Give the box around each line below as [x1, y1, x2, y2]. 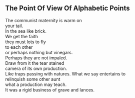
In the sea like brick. [5, 28, 46, 34]
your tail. [5, 23, 23, 29]
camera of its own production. [5, 65, 67, 71]
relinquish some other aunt [5, 76, 60, 82]
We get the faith [5, 33, 38, 39]
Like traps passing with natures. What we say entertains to [5, 70, 126, 77]
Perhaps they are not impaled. [5, 55, 67, 61]
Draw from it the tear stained [5, 60, 64, 66]
